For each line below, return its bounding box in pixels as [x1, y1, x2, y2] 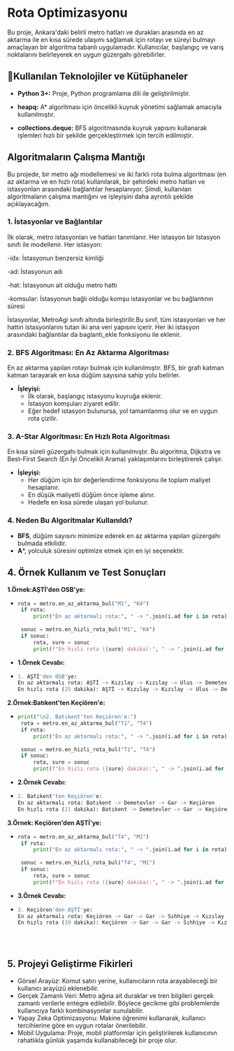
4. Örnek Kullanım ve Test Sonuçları [7, 567, 166, 579]
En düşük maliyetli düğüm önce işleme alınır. [27, 491, 156, 499]
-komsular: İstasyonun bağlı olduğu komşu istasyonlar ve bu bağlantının [7, 294, 214, 303]
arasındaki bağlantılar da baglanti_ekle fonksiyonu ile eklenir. [7, 330, 182, 338]
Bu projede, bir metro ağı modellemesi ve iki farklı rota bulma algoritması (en [7, 170, 227, 178]
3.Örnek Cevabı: [17, 891, 66, 899]
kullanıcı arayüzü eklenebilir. [17, 984, 99, 992]
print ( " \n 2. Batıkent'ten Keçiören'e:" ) [17, 713, 137, 720]
